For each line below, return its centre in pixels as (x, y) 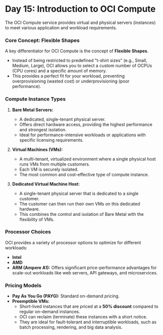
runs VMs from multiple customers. (54, 164)
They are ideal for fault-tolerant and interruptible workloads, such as (88, 322)
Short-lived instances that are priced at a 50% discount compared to (89, 307)
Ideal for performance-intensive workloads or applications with (82, 135)
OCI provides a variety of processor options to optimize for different (73, 242)
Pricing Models (23, 285)
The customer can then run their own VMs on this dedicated (80, 204)
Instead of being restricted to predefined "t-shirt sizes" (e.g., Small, (80, 61)
